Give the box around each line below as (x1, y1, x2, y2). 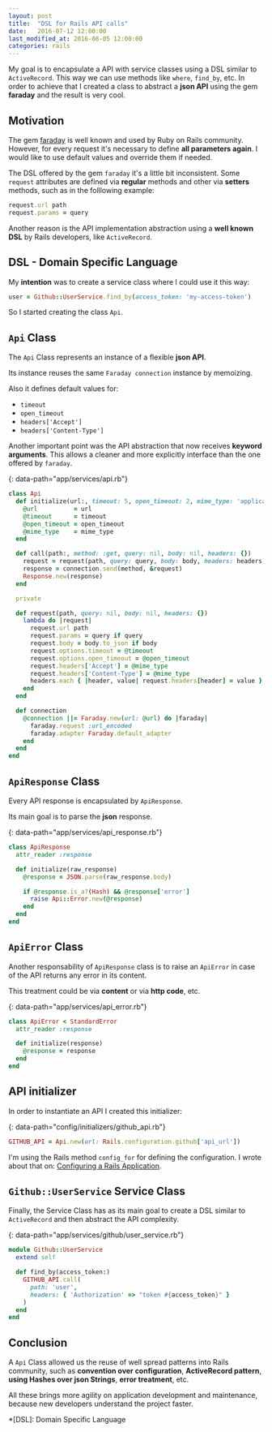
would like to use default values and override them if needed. (8, 152, 213, 162)
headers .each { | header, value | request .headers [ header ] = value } (29, 677, 263, 686)
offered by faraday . (8, 458, 73, 468)
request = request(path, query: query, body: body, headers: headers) (23, 557, 266, 565)
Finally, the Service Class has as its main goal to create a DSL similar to (8, 1206, 245, 1215)
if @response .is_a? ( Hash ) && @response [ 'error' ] (23, 888, 190, 896)
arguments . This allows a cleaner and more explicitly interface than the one (8, 449, 261, 459)
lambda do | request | (23, 617, 92, 625)
